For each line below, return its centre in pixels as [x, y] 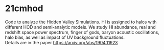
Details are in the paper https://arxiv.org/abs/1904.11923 [61, 42]
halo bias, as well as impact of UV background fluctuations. [65, 37]
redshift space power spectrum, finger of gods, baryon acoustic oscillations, [82, 32]
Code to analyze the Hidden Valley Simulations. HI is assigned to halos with [81, 22]
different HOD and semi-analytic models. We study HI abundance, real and [80, 27]
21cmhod [24, 8]
